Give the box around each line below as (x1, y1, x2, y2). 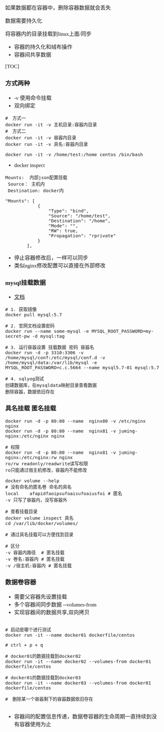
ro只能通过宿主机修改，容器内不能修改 (5, 468, 87, 473)
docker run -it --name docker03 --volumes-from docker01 (5, 680, 152, 686)
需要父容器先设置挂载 (14, 594, 67, 600)
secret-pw (5, 333, 30, 339)
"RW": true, (48, 228, 79, 233)
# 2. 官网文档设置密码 (5, 323, 55, 329)
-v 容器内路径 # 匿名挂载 (5, 550, 65, 556)
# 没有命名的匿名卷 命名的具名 (5, 484, 72, 490)
